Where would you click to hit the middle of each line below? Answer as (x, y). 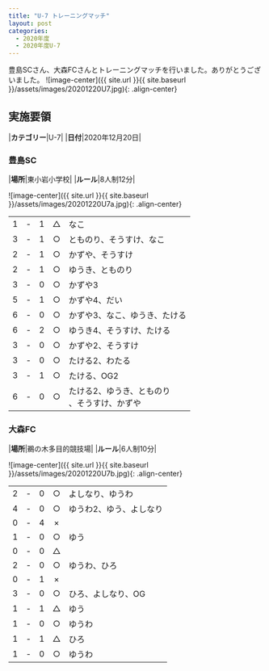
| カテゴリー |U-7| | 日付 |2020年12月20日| (75, 137)
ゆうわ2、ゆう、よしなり (116, 509)
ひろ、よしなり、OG (107, 593)
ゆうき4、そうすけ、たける (120, 330)
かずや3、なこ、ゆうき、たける (128, 316)
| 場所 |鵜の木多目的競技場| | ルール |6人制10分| (83, 448)
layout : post (30, 23)
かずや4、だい (95, 300)
